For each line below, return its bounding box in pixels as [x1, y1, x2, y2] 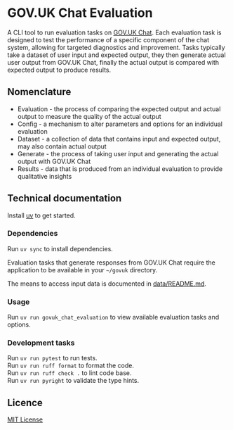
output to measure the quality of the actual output [17, 112, 161, 120]
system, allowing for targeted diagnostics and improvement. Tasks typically [7, 43, 226, 51]
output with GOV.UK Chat [17, 157, 91, 165]
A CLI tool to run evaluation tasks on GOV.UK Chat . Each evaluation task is [7, 28, 222, 37]
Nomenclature [7, 86, 72, 98]
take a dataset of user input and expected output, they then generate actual [7, 51, 226, 59]
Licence [7, 396, 44, 409]
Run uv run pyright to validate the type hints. [7, 377, 140, 385]
